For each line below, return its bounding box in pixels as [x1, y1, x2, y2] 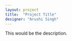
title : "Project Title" [5, 12, 57, 17]
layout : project [5, 7, 39, 12]
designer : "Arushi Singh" [5, 16, 59, 21]
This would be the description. [5, 30, 68, 36]
